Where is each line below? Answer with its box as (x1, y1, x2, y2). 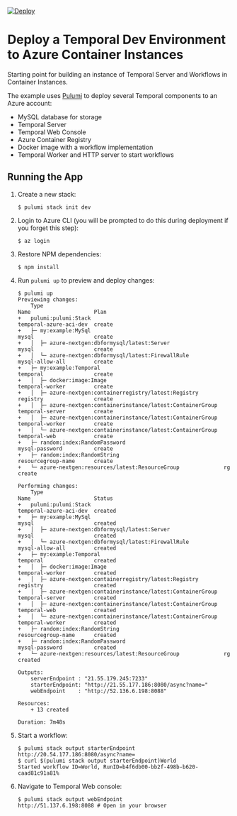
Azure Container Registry (17, 135, 92, 143)
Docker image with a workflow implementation (17, 143, 154, 151)
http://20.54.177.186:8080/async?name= (17, 751, 136, 758)
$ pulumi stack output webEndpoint (17, 795, 123, 803)
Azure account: (7, 99, 52, 107)
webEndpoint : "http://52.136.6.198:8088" (30, 687, 168, 695)
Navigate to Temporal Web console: (17, 782, 122, 790)
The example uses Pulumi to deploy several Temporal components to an (7, 91, 218, 99)
